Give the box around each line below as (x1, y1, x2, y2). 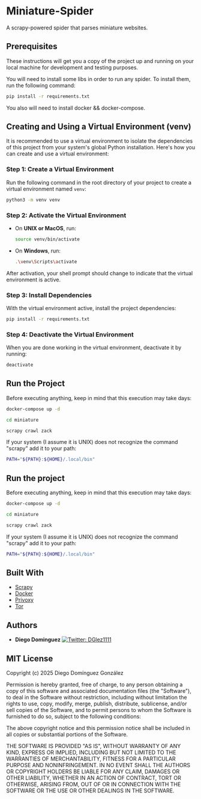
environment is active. (6, 276, 61, 283)
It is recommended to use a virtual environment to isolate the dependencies (6, 137, 193, 145)
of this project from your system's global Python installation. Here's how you (6, 144, 196, 151)
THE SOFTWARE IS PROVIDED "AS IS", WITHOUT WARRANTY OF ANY (6, 743, 181, 750)
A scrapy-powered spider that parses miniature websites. (6, 24, 148, 31)
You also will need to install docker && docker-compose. (6, 104, 146, 112)
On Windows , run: (14, 247, 61, 254)
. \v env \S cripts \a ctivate (14, 259, 77, 265)
